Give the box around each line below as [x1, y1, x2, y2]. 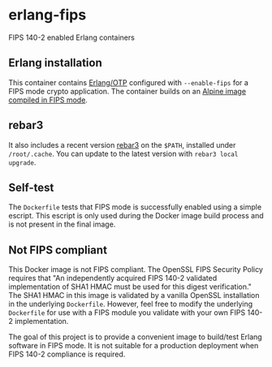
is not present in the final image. [8, 219, 116, 229]
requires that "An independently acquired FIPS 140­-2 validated [8, 274, 218, 283]
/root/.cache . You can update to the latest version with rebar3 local [8, 149, 239, 158]
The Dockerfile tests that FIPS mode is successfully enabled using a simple [8, 202, 262, 212]
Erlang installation [8, 56, 103, 70]
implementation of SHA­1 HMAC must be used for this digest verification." [8, 282, 252, 291]
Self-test [8, 180, 54, 194]
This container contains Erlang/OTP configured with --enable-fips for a [8, 77, 249, 87]
